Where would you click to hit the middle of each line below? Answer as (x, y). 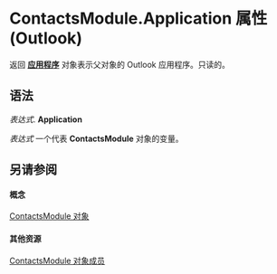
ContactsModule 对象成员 (57, 260)
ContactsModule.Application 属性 (138, 19)
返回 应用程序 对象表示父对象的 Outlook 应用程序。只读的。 (120, 64)
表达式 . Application (46, 119)
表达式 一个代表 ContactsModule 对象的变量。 (96, 138)
